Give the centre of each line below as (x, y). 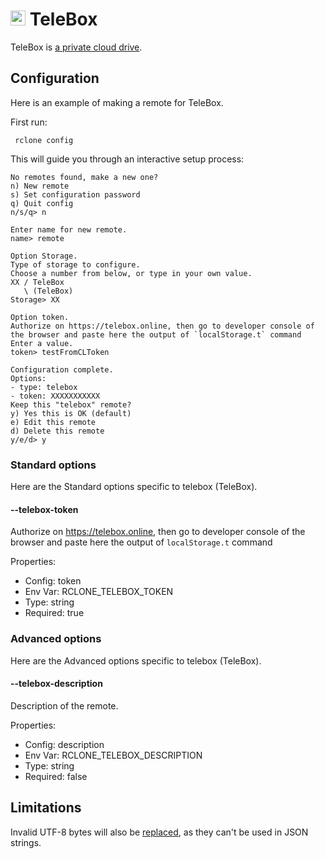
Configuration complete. (62, 369)
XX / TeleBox (37, 282)
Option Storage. (44, 256)
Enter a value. (42, 343)
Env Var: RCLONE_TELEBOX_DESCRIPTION (113, 755)
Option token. (40, 317)
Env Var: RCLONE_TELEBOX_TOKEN (99, 592)
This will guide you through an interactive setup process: (127, 159)
